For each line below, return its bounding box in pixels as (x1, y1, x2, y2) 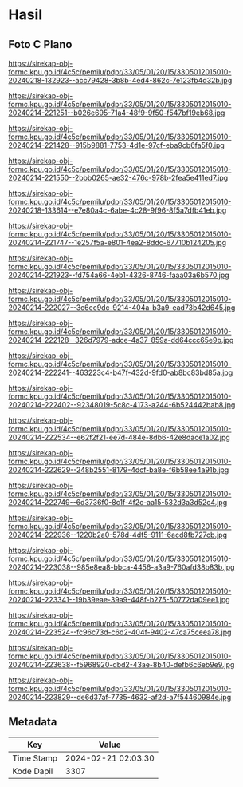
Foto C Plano (8, 38, 73, 51)
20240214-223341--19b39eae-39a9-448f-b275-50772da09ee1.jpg (8, 595, 230, 604)
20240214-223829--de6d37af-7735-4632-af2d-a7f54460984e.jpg (8, 693, 232, 702)
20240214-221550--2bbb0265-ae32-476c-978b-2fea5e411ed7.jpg (8, 173, 229, 182)
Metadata (8, 715, 57, 729)
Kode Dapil (12, 765, 53, 777)
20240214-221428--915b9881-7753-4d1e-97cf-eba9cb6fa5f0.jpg (8, 141, 225, 149)
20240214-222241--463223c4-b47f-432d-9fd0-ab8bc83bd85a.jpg (8, 368, 233, 377)
